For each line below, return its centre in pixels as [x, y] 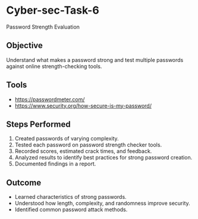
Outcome [24, 182]
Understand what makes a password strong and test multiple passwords [95, 60]
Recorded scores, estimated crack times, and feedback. [83, 151]
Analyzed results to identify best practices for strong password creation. [103, 158]
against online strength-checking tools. [54, 66]
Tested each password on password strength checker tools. [88, 145]
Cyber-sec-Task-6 [53, 10]
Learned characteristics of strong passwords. [70, 197]
